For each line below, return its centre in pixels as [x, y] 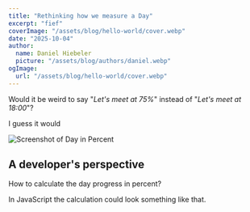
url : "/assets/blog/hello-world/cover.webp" [92, 76]
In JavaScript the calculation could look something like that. [107, 200]
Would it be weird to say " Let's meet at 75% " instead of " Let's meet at [125, 99]
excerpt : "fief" [35, 23]
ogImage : [23, 69]
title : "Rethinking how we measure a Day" [81, 16]
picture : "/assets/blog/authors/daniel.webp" [94, 61]
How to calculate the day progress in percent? [85, 184]
